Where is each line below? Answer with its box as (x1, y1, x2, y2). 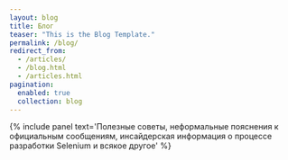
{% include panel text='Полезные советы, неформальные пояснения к (9, 121, 279, 132)
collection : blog (17, 96, 83, 106)
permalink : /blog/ (9, 38, 79, 48)
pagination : (9, 80, 54, 89)
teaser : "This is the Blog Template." (9, 30, 155, 39)
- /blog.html (17, 64, 67, 73)
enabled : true (17, 88, 70, 97)
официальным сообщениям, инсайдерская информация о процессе (9, 131, 273, 142)
